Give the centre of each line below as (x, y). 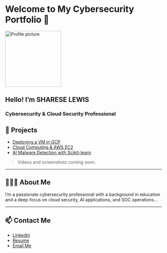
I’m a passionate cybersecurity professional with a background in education (83, 194)
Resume (21, 240)
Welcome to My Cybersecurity (70, 9)
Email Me (22, 246)
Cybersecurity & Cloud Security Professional (60, 114)
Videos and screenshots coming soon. (57, 162)
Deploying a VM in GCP (36, 142)
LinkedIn (21, 235)
